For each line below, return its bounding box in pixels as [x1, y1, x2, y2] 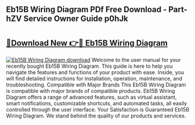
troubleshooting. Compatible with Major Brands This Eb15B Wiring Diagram [6, 81, 186, 88]
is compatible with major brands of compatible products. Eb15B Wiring [6, 88, 175, 94]
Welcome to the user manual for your [91, 57, 181, 63]
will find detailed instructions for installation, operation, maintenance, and [6, 75, 183, 82]
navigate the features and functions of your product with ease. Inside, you [6, 69, 184, 75]
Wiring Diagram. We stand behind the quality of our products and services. [6, 112, 186, 119]
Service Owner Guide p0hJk [23, 14, 128, 24]
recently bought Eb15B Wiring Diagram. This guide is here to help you [6, 62, 173, 70]
